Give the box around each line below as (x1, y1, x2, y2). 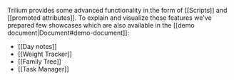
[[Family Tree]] (17, 57, 62, 66)
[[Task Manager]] (17, 65, 69, 73)
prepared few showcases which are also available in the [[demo (7, 21, 195, 29)
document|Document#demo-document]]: (7, 28, 130, 37)
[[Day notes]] (17, 42, 57, 50)
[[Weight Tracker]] (17, 50, 73, 58)
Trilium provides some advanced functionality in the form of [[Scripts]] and (7, 6, 228, 14)
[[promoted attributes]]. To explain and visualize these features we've (7, 13, 212, 22)
